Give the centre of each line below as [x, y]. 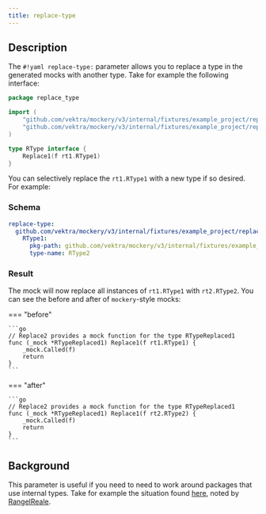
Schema [25, 208]
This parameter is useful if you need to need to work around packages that [130, 485]
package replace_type [44, 98]
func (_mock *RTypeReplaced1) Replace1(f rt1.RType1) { [102, 343]
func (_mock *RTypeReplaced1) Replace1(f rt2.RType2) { [102, 414]
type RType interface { [47, 148]
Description [38, 48]
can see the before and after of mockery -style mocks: [95, 299]
